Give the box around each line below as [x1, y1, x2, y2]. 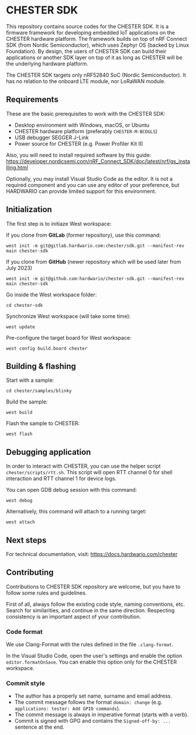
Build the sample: [6, 398, 48, 405]
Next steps [6, 535, 47, 545]
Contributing [6, 568, 54, 578]
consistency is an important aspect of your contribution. [6, 613, 142, 620]
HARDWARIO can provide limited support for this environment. [6, 188, 157, 195]
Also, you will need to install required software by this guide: [6, 151, 152, 158]
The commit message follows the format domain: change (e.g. [14, 699, 163, 706]
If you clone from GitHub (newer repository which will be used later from [6, 258, 181, 265]
